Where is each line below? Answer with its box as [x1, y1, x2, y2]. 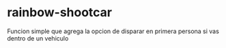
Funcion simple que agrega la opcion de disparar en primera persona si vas [7, 27, 220, 35]
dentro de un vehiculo [7, 34, 69, 42]
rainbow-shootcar [7, 5, 113, 20]
